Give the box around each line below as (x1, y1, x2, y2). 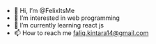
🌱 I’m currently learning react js (13, 21, 104, 29)
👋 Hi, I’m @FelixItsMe (13, 7, 75, 14)
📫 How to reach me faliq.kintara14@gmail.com (13, 29, 149, 37)
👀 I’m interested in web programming (13, 14, 120, 22)
